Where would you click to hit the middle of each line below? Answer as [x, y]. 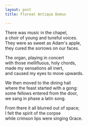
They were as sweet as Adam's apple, [43, 43]
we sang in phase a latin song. [35, 98]
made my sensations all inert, [35, 68]
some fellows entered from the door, [42, 93]
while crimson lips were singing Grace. [44, 118]
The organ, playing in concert [35, 57]
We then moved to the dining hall [38, 83]
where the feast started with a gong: [41, 88]
